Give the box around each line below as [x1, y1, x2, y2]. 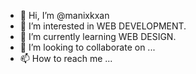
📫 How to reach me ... [19, 53, 113, 64]
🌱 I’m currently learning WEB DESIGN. [19, 31, 177, 42]
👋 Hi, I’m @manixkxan [19, 10, 110, 21]
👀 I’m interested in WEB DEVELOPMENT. [19, 20, 187, 32]
